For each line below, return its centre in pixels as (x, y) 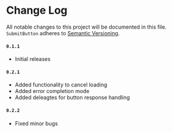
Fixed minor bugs (36, 123)
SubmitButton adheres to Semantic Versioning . (63, 33)
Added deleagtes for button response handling (72, 98)
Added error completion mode (52, 91)
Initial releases (33, 59)
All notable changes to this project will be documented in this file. (87, 27)
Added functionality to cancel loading (61, 85)
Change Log (37, 10)
